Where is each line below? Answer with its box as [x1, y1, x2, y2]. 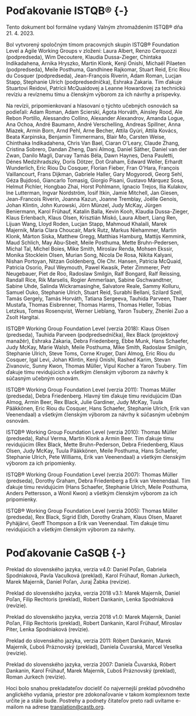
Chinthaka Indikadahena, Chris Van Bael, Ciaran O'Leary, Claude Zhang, [6, 139, 180, 146]
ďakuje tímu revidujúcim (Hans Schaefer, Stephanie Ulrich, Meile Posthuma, [6, 483, 189, 490]
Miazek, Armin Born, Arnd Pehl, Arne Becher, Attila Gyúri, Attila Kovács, [6, 127, 178, 134]
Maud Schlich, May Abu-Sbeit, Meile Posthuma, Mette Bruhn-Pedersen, [6, 239, 179, 246]
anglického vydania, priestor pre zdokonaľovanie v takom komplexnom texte [6, 691, 190, 698]
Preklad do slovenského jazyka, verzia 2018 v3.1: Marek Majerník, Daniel [6, 590, 180, 597]
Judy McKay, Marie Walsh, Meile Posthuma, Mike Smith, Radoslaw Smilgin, [6, 344, 187, 351]
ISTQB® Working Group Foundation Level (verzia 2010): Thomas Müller [6, 429, 177, 436]
